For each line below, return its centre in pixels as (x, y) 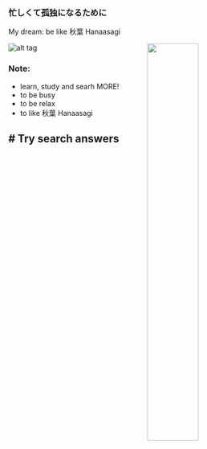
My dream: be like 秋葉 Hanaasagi (64, 32)
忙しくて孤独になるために (57, 12)
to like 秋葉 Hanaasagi (57, 113)
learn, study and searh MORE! (69, 86)
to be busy (38, 95)
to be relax (38, 103)
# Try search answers (64, 138)
